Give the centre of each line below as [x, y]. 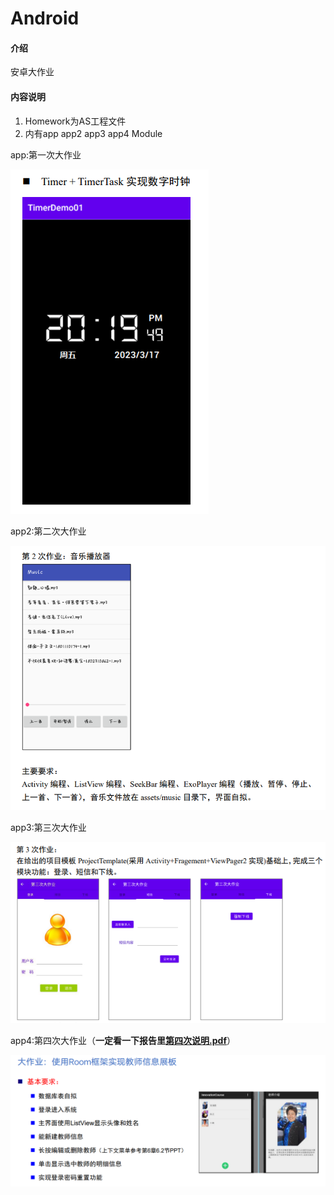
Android [45, 18]
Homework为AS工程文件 [75, 121]
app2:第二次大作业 [48, 531]
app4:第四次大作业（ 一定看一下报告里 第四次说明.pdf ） [123, 1040]
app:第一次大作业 [46, 154]
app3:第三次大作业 [48, 828]
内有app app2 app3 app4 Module [93, 133]
